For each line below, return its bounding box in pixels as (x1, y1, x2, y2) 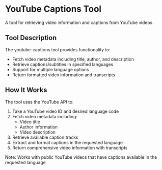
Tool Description (5, 34, 57, 42)
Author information (19, 124, 58, 130)
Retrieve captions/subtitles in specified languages (12, 61, 113, 67)
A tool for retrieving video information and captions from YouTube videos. (5, 20, 154, 25)
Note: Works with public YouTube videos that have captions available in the (5, 154, 157, 160)
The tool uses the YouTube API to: (5, 99, 74, 105)
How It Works (5, 86, 48, 94)
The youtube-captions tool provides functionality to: (5, 46, 110, 52)
